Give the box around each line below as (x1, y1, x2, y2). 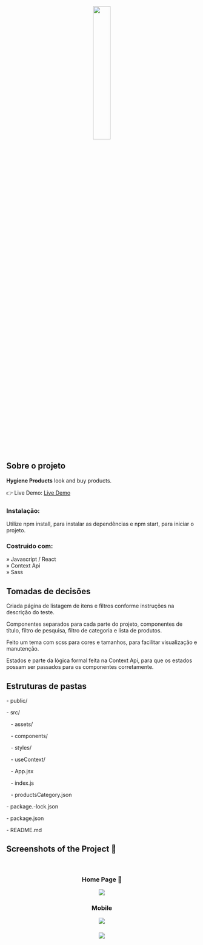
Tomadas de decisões (6, 586, 91, 597)
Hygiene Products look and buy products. (6, 476, 112, 484)
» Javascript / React (6, 555, 56, 563)
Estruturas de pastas (6, 681, 87, 691)
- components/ (10, 733, 48, 740)
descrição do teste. (6, 609, 55, 616)
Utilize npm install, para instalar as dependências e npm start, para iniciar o (6, 520, 194, 527)
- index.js (10, 779, 35, 787)
